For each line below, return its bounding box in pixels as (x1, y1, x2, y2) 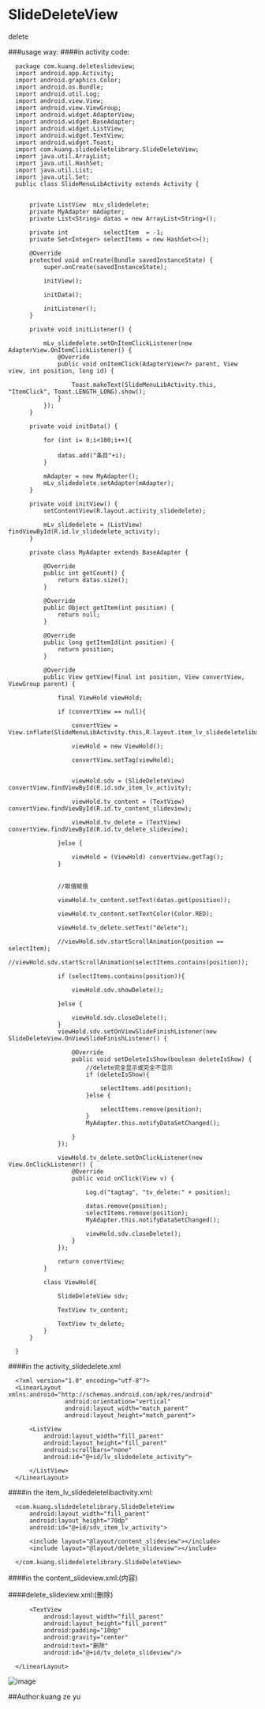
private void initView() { (28, 500, 118, 508)
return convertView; (58, 1257, 125, 1265)
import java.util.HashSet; (15, 159, 104, 167)
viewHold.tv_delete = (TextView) (71, 818, 181, 826)
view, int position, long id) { (8, 366, 114, 375)
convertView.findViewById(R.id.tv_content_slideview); (8, 805, 192, 813)
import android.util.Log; (15, 89, 101, 98)
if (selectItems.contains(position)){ (58, 972, 185, 980)
